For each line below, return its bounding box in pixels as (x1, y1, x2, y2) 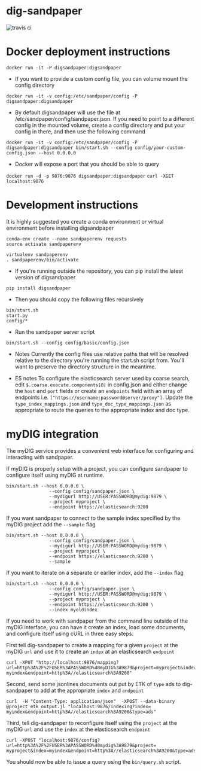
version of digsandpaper (14, 273, 76, 281)
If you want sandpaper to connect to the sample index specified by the (6, 514, 181, 522)
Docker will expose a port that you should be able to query (14, 160, 160, 167)
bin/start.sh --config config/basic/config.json (6, 340, 130, 346)
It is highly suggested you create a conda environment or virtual (6, 218, 164, 225)
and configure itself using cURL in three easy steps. (6, 630, 134, 637)
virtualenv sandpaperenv (6, 251, 68, 258)
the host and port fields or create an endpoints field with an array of (14, 387, 182, 394)
